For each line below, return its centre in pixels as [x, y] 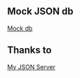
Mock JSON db [40, 11]
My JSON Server [31, 67]
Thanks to [30, 50]
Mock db [20, 28]
